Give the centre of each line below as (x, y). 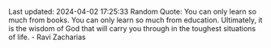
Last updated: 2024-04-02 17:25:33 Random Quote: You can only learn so (133, 12)
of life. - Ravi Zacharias (47, 37)
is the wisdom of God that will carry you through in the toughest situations (132, 28)
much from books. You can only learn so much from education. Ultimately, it (135, 20)
